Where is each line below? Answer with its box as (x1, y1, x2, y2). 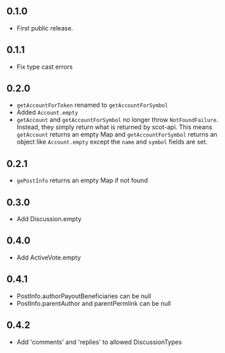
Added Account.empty (16, 108, 78, 117)
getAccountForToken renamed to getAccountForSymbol (16, 101, 168, 110)
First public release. (16, 24, 74, 32)
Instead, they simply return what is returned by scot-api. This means (16, 123, 212, 131)
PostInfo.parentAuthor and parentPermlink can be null (16, 299, 172, 307)
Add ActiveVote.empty (16, 253, 81, 261)
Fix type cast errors (16, 62, 74, 71)
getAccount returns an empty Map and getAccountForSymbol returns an (16, 130, 218, 139)
